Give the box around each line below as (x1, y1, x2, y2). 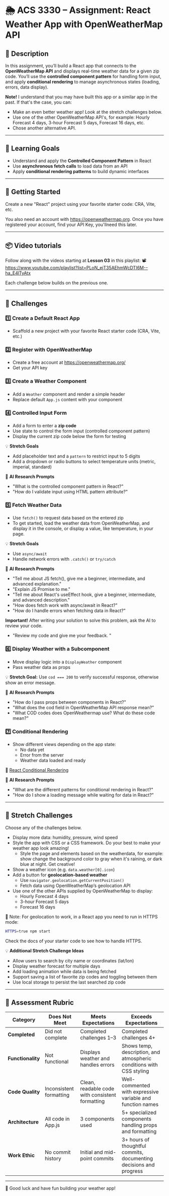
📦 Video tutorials (5, 242, 62, 250)
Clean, (80, 1079, 96, 1086)
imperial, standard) (12, 464, 52, 470)
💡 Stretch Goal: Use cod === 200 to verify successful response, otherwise (5, 674, 159, 680)
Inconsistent (44, 1085, 74, 1092)
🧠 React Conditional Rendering (5, 767, 69, 773)
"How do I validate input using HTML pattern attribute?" (12, 489, 128, 495)
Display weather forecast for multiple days (12, 963, 101, 969)
